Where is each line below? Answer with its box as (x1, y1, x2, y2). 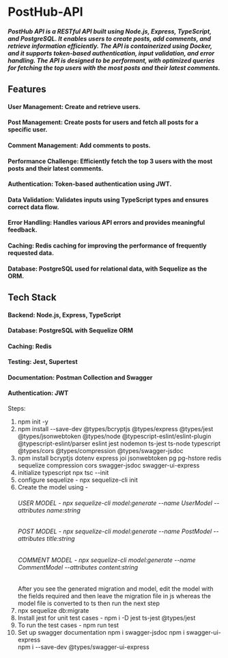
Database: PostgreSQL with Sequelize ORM (8, 326, 134, 334)
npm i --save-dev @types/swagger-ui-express (17, 642, 149, 651)
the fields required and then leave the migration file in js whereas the (17, 592, 211, 600)
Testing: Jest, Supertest (8, 358, 78, 366)
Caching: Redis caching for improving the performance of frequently (8, 241, 207, 249)
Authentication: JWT (8, 389, 69, 398)
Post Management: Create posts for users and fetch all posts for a (8, 118, 199, 127)
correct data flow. (8, 203, 59, 211)
